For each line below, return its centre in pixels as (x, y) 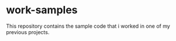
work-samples (42, 10)
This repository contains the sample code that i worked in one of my (88, 26)
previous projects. (28, 32)
